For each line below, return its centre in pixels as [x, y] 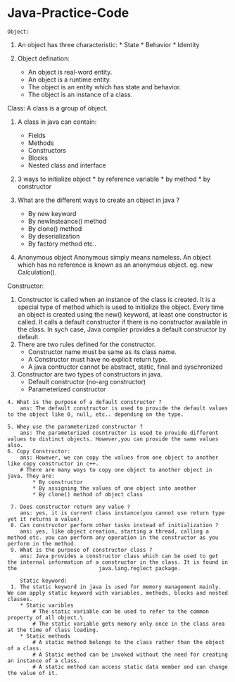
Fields [37, 135]
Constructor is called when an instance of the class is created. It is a [116, 299]
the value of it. [33, 673]
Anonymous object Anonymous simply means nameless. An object [114, 257]
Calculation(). [37, 272]
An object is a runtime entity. [69, 80]
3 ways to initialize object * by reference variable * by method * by [114, 179]
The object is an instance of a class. [80, 94]
